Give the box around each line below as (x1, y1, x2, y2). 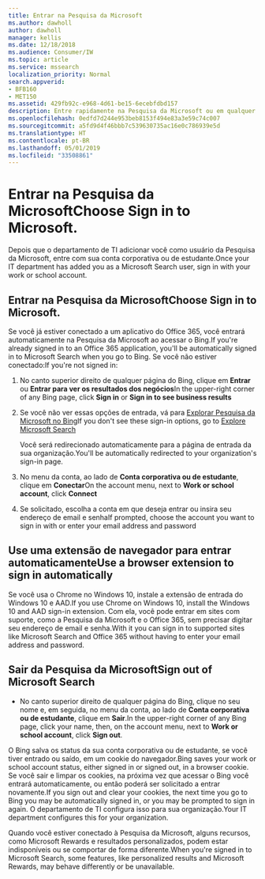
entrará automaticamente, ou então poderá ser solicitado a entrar (8, 779, 221, 788)
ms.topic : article (8, 56, 69, 64)
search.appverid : (8, 78, 65, 85)
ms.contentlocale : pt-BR (8, 136, 90, 145)
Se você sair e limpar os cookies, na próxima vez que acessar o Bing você (8, 771, 249, 780)
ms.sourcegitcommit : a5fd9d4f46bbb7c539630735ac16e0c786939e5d (8, 122, 221, 130)
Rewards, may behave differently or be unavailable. (8, 862, 175, 871)
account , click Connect (19, 489, 97, 498)
